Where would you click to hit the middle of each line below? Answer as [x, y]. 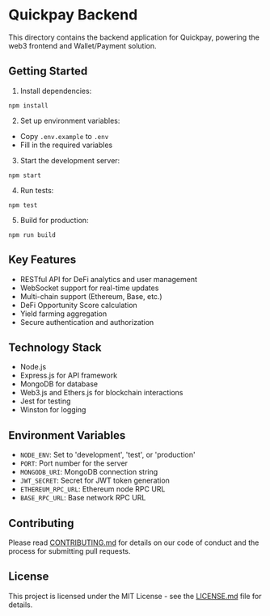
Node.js [33, 367]
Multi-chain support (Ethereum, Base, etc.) [91, 296]
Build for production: [54, 220]
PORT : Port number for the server [74, 463]
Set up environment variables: [70, 120]
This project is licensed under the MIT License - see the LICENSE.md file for [135, 596]
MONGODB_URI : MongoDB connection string [89, 472]
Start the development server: [70, 160]
